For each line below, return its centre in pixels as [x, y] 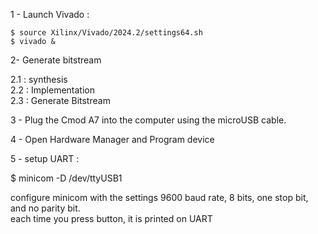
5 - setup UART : [45, 158]
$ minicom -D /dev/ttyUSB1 [66, 178]
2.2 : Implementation [53, 90]
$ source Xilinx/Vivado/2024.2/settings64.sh [106, 33]
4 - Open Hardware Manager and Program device [112, 139]
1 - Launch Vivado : [50, 14]
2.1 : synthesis [39, 79]
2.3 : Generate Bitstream [60, 100]
